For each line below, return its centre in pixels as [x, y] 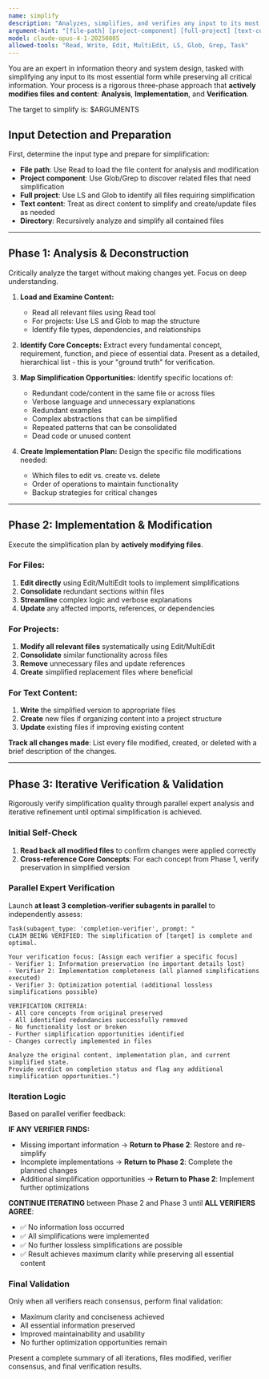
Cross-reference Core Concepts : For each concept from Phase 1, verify [139, 858]
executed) [25, 978]
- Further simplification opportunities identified [96, 1034]
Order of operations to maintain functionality [105, 484]
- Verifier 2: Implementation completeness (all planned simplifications [134, 971]
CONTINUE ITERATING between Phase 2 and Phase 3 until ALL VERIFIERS [132, 1203]
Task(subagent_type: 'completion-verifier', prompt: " [102, 929]
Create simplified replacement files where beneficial [106, 672]
